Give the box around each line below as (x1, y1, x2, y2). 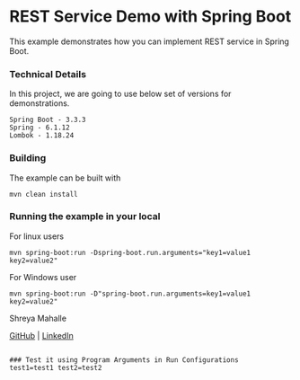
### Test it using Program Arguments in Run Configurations (9, 355, 240, 365)
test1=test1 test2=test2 (9, 363, 102, 372)
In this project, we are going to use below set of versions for (9, 88, 232, 100)
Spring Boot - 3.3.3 (9, 115, 87, 125)
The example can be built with (9, 172, 121, 183)
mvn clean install (9, 190, 78, 199)
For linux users (9, 231, 65, 242)
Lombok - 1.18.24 (9, 131, 75, 140)
